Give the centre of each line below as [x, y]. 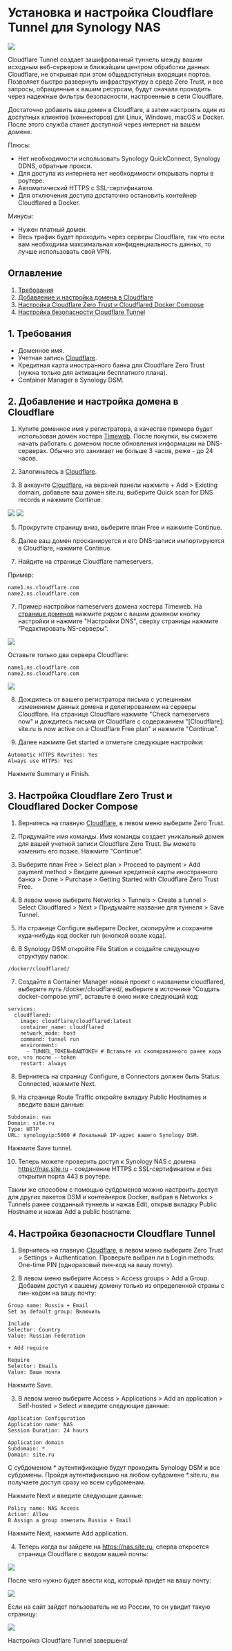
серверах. [33, 451]
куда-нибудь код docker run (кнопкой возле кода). [92, 936]
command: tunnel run [50, 1040]
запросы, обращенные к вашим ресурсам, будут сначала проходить [109, 89]
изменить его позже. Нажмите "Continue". [80, 851]
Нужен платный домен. [52, 229]
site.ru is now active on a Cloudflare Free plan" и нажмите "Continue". [118, 729]
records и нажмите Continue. [60, 500]
